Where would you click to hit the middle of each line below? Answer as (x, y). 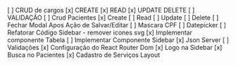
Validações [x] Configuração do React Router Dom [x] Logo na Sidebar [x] (115, 47)
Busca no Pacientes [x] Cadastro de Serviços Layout (84, 55)
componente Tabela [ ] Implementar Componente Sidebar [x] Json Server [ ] (118, 40)
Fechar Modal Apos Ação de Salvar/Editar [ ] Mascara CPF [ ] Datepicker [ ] (117, 25)
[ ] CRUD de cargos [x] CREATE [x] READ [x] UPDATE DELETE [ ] (101, 10)
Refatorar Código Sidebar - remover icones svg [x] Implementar (100, 32)
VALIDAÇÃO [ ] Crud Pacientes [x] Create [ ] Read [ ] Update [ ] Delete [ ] (113, 18)
